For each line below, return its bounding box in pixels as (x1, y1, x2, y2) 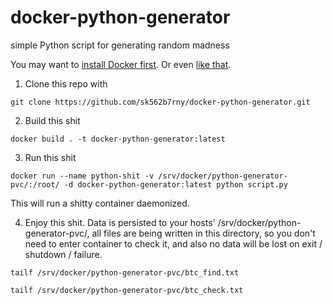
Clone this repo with (24, 77, 108, 90)
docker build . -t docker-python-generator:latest (10, 134, 226, 144)
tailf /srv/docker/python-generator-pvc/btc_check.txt (10, 285, 244, 295)
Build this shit (24, 114, 81, 126)
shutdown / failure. (24, 248, 103, 260)
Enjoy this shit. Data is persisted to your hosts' (24, 216, 216, 228)
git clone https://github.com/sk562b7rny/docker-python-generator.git (10, 97, 311, 107)
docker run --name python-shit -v (10, 171, 155, 181)
